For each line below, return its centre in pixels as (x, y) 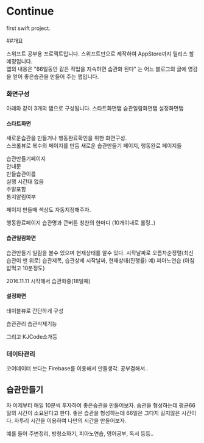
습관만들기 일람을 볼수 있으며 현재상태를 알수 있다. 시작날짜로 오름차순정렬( (95, 253)
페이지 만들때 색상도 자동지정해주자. (49, 210)
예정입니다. (19, 61)
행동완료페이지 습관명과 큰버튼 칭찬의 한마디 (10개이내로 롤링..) (81, 223)
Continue (30, 11)
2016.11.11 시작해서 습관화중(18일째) (48, 281)
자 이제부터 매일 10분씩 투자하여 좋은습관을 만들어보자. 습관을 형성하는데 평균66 (101, 405)
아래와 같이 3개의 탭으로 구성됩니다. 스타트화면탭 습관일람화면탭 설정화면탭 (95, 109)
